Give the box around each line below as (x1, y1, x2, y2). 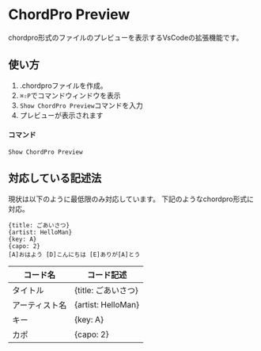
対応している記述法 (8, 172, 102, 185)
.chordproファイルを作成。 (19, 81, 108, 90)
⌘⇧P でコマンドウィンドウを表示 (19, 90, 121, 100)
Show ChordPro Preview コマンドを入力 (19, 101, 144, 110)
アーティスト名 (12, 299, 67, 311)
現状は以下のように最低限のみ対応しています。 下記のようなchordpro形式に (8, 194, 255, 204)
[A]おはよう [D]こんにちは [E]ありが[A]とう (8, 250, 141, 258)
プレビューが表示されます (19, 110, 104, 120)
